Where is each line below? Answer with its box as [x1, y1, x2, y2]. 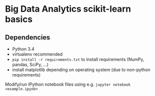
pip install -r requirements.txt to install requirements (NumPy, [12, 57, 145, 62]
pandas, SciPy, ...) [12, 62, 49, 67]
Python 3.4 [12, 46, 35, 52]
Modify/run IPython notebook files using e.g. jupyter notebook [5, 81, 131, 87]
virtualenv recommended [12, 51, 63, 57]
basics [5, 14, 33, 25]
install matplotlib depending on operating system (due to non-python [12, 67, 151, 73]
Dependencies [5, 33, 50, 41]
